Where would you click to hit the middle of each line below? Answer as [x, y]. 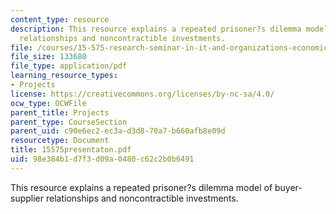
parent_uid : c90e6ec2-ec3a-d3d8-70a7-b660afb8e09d [118, 131]
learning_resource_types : [64, 76]
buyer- [288, 187]
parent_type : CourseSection [69, 122]
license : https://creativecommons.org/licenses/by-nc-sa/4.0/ [142, 94]
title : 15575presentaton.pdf [71, 150]
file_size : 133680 [48, 57]
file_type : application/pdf [69, 66]
